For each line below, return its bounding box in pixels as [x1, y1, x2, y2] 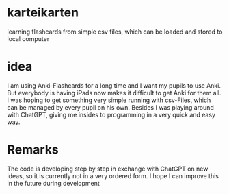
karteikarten [7, 5, 79, 21]
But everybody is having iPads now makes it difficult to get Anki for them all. [7, 88, 221, 97]
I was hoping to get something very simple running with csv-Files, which [7, 96, 211, 104]
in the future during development [7, 179, 100, 187]
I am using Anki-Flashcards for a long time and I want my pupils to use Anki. [7, 81, 221, 90]
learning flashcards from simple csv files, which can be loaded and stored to [7, 27, 223, 36]
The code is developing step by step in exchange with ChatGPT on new [7, 165, 208, 173]
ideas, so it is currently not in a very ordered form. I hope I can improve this [7, 171, 219, 180]
